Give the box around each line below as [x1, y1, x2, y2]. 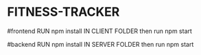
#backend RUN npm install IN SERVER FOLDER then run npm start [7, 40, 194, 48]
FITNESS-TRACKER [7, 4, 120, 20]
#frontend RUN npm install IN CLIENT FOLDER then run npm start [7, 27, 192, 35]
